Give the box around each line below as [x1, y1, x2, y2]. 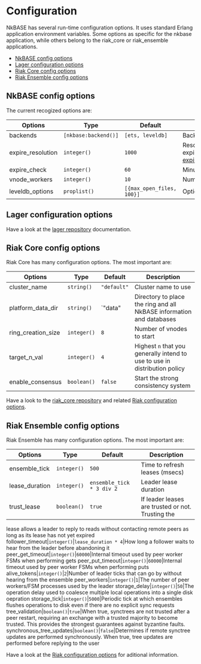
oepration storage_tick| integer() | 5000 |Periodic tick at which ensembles [6, 595, 183, 602]
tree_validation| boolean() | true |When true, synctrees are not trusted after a [6, 608, 190, 615]
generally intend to [134, 350, 187, 358]
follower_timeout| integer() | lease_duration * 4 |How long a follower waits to [6, 538, 194, 545]
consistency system [134, 381, 191, 390]
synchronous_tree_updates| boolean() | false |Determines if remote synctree [6, 627, 190, 634]
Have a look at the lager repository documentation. [6, 225, 132, 232]
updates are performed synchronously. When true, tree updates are [6, 634, 173, 641]
